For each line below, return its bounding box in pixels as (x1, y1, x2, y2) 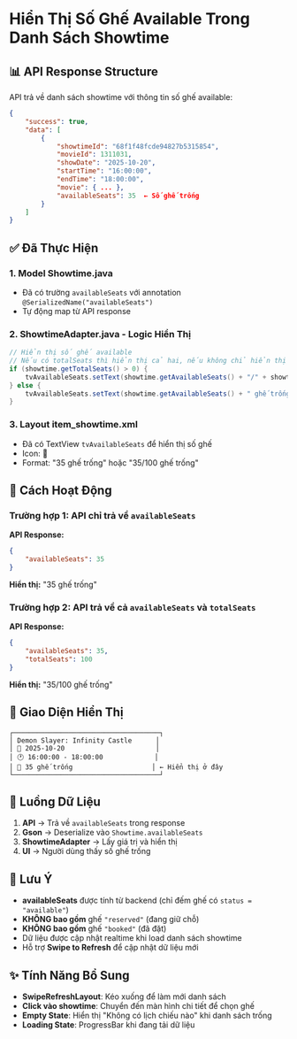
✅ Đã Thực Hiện (9, 240, 99, 256)
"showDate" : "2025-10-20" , (56, 158, 156, 167)
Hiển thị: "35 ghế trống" (9, 579, 97, 589)
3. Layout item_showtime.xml (9, 419, 139, 431)
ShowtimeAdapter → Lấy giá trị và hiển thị (21, 836, 179, 847)
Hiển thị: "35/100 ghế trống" (9, 679, 113, 689)
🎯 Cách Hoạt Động (9, 483, 112, 498)
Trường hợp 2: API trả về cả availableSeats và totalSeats (9, 601, 256, 613)
